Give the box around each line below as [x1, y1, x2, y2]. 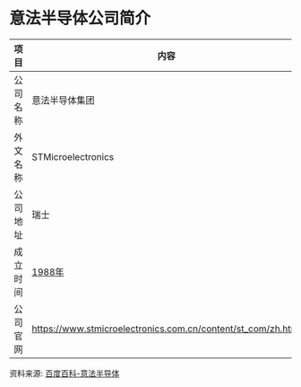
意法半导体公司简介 [9, 8, 151, 29]
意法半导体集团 [31, 93, 96, 106]
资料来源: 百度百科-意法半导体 [9, 367, 120, 378]
